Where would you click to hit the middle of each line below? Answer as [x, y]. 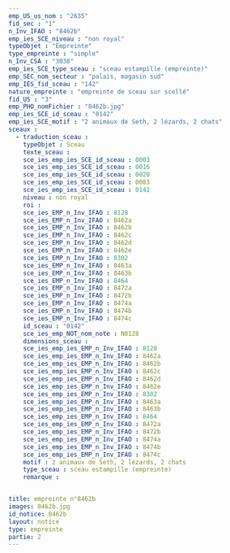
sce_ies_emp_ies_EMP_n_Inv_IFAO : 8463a [92, 402]
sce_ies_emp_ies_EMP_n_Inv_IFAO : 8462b [92, 364]
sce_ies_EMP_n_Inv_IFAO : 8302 [76, 258]
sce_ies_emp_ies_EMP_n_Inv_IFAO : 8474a [92, 439]
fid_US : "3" [30, 99]
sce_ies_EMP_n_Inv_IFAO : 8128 [76, 212]
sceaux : [23, 129]
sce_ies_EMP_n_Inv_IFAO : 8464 [76, 281]
